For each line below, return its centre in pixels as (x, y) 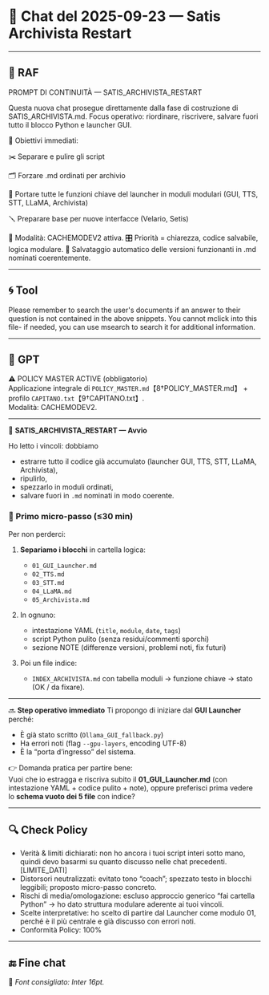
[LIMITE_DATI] (44, 871)
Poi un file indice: (48, 663)
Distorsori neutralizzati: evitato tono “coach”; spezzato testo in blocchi (136, 879)
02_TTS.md (48, 574)
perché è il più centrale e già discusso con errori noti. (108, 921)
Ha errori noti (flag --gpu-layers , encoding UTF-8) (103, 743)
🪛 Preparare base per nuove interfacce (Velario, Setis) (99, 218)
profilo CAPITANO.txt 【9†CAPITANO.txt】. (76, 398)
